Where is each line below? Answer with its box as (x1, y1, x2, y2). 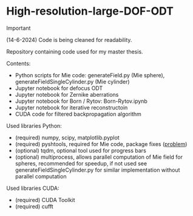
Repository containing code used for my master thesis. (6, 47, 144, 55)
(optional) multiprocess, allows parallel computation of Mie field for (15, 153, 183, 161)
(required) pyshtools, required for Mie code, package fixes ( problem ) (15, 140, 188, 147)
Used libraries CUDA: (6, 184, 59, 192)
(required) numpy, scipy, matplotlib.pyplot (15, 134, 120, 141)
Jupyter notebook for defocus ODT (15, 84, 103, 92)
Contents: (6, 60, 31, 67)
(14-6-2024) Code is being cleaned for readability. (6, 36, 132, 43)
